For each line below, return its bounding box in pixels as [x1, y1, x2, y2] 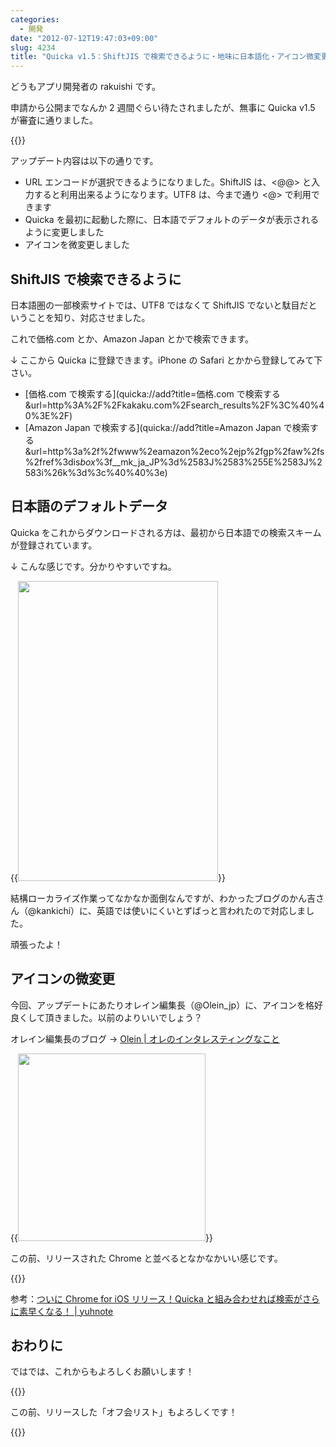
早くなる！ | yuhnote [27, 1305, 114, 1317]
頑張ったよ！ [10, 938, 63, 950]
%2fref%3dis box [24, 456, 96, 468]
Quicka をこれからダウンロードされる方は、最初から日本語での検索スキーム [10, 526, 322, 538]
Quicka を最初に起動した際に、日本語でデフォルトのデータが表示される [24, 214, 320, 226]
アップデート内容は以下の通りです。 [10, 155, 159, 167]
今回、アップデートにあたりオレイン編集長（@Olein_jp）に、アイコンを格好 [10, 999, 324, 1011]
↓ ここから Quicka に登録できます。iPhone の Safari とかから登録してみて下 [10, 354, 323, 366]
